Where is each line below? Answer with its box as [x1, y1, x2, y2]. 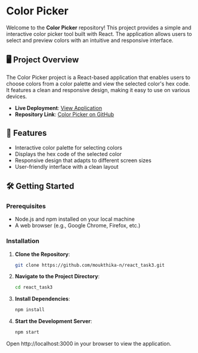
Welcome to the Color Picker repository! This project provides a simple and [6, 24, 192, 31]
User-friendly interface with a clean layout [14, 163, 119, 170]
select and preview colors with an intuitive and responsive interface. [6, 36, 174, 44]
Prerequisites [6, 202, 46, 210]
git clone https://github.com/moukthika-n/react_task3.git [14, 262, 165, 268]
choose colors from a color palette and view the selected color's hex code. [6, 80, 190, 87]
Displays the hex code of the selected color [14, 150, 122, 157]
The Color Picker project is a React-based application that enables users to [6, 74, 191, 81]
